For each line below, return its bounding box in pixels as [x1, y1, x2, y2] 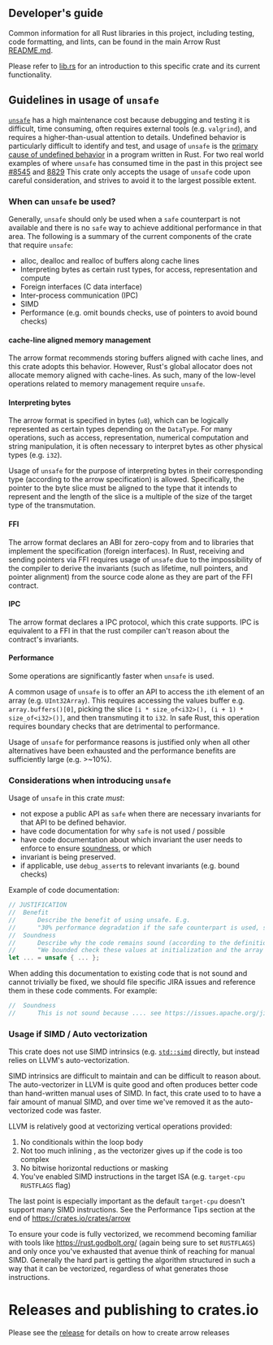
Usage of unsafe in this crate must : [8, 793, 125, 803]
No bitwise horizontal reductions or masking [19, 1163, 169, 1173]
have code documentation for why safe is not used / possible [19, 826, 226, 836]
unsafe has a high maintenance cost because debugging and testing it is [8, 115, 250, 124]
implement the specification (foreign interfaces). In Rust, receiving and [8, 546, 245, 555]
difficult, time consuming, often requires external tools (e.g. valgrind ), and [8, 124, 258, 133]
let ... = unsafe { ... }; [8, 954, 100, 962]
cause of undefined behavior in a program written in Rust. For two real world [8, 150, 264, 159]
